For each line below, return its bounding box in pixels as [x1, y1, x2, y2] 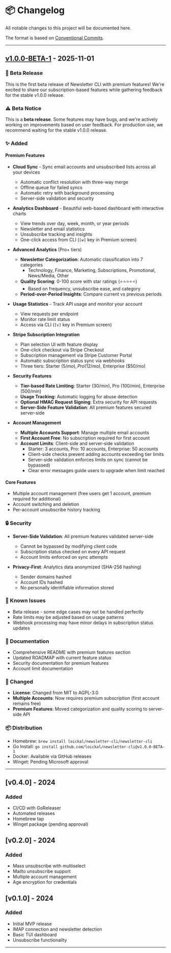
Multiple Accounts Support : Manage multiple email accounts [20, 429, 149, 436]
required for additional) [12, 496, 61, 502]
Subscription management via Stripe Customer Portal [20, 352, 132, 359]
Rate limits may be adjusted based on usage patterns [12, 614, 124, 620]
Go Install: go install [12, 743, 58, 749]
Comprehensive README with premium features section [12, 649, 131, 656]
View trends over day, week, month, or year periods [20, 221, 129, 227]
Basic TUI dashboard [12, 931, 57, 938]
